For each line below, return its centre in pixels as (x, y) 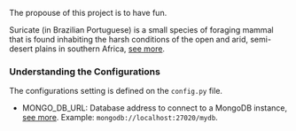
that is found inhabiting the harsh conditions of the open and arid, (129, 39)
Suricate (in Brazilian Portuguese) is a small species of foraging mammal (141, 30)
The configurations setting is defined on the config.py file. (116, 91)
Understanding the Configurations (85, 72)
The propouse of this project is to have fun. (88, 13)
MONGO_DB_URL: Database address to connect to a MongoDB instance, (155, 108)
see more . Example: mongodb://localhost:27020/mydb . (120, 118)
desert (21, 49)
